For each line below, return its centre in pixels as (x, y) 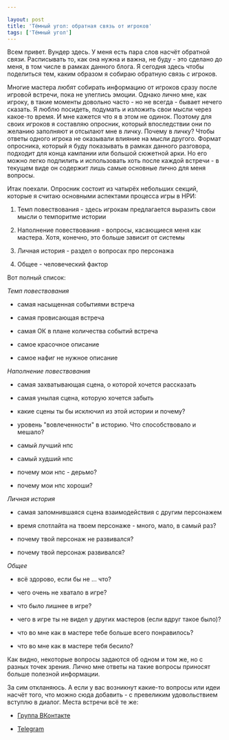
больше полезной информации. (54, 674)
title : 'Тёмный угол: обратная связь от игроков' (80, 26)
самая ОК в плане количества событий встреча (87, 331)
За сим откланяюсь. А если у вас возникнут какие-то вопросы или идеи (114, 688)
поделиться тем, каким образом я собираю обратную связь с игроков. (112, 74)
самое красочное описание (58, 344)
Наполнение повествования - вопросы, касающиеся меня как (109, 230)
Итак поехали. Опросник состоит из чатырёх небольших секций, (102, 189)
